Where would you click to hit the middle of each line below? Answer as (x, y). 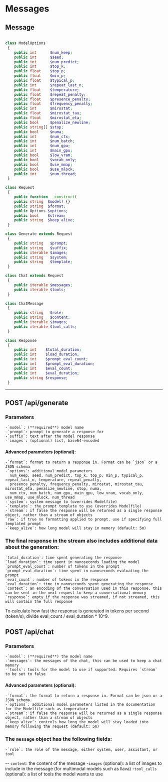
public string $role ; (39, 313)
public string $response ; (41, 378)
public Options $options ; (41, 211)
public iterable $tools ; (40, 290)
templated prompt (23, 524)
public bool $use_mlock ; (44, 169)
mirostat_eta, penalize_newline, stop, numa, (53, 489)
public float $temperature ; (47, 90)
